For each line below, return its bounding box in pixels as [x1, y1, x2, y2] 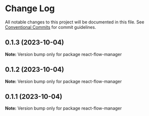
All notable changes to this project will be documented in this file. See [5, 19, 145, 25]
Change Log [5, 3, 55, 14]
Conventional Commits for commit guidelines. [5, 24, 96, 30]
